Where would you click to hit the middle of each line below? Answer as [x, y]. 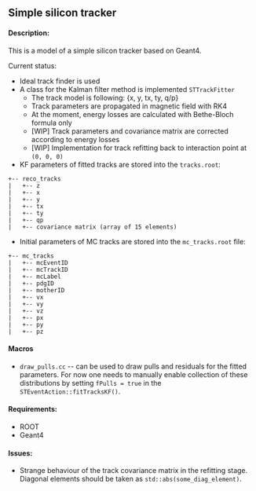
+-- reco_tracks [35, 179]
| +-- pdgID [31, 283]
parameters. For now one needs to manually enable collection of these [133, 374]
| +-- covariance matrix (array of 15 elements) [93, 227]
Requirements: [33, 409]
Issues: [20, 453]
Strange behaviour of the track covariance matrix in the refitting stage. [133, 471]
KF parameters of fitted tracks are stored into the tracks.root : [120, 164]
